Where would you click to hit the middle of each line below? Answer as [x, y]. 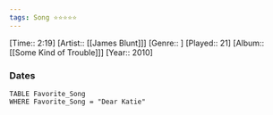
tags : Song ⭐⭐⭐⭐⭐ [43, 17]
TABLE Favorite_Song [48, 94]
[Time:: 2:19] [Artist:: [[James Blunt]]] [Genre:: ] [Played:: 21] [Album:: [137, 43]
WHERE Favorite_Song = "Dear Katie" [77, 102]
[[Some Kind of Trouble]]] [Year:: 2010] [81, 52]
